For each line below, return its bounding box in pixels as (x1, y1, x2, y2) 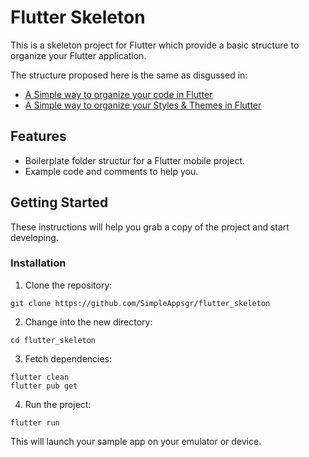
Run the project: (24, 398, 92, 410)
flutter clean (10, 372, 70, 382)
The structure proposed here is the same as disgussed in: (10, 69, 248, 81)
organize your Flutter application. (10, 49, 147, 61)
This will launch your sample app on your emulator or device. (10, 435, 262, 447)
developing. (10, 231, 59, 243)
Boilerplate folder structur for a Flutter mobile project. (24, 154, 246, 166)
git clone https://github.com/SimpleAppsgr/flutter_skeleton (10, 298, 271, 308)
